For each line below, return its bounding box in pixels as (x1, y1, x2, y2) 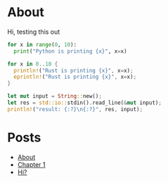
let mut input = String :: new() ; (7, 93, 102, 100)
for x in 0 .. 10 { (7, 61, 58, 68)
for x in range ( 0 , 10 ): (7, 41, 77, 48)
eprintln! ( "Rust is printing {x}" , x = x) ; (13, 73, 137, 81)
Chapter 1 (17, 160, 46, 169)
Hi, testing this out (7, 27, 60, 36)
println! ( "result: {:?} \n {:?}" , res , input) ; (7, 106, 143, 113)
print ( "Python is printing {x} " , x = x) (13, 47, 128, 55)
